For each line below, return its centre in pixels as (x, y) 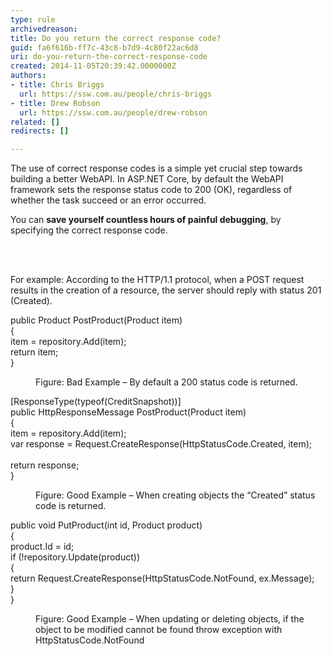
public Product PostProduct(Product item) (96, 320)
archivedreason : (44, 29)
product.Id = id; (42, 547)
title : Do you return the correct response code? (116, 38)
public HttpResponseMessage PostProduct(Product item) (128, 412)
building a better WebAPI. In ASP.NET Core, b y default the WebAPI (147, 179)
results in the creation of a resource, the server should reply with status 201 (166, 290)
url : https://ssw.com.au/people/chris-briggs (116, 94)
